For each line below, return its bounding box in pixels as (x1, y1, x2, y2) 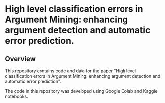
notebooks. (5, 93, 28, 99)
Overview (5, 54, 36, 63)
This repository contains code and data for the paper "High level (5, 68, 136, 74)
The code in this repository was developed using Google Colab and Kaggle (5, 88, 158, 94)
